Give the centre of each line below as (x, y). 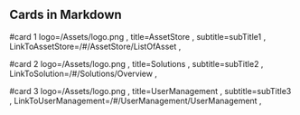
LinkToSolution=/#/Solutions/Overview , (84, 73)
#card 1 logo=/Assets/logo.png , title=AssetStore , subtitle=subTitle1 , (138, 36)
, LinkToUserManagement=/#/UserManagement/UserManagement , (136, 101)
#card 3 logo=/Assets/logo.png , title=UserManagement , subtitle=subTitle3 (150, 91)
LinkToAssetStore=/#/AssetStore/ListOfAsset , (95, 46)
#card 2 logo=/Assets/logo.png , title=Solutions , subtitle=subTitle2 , (136, 63)
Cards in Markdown (66, 15)
